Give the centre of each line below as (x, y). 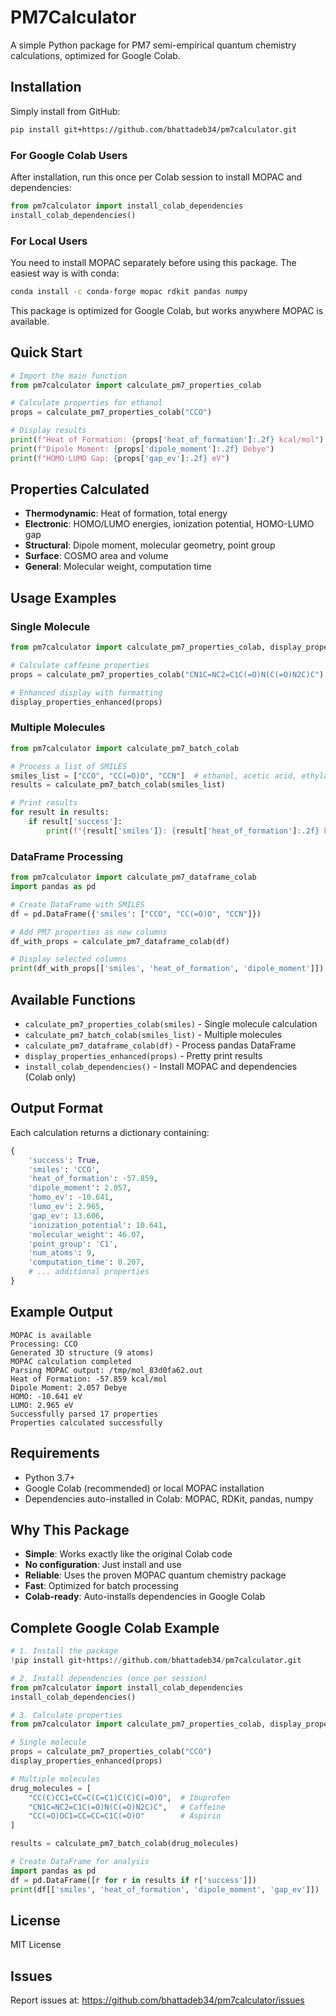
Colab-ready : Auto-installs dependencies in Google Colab (145, 1597)
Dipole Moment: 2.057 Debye (69, 1387)
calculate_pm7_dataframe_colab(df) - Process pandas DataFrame (160, 1045)
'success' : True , (64, 1160)
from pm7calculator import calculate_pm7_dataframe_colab (133, 877)
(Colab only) (50, 1077)
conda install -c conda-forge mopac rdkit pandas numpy (129, 291)
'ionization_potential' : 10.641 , (98, 1225)
